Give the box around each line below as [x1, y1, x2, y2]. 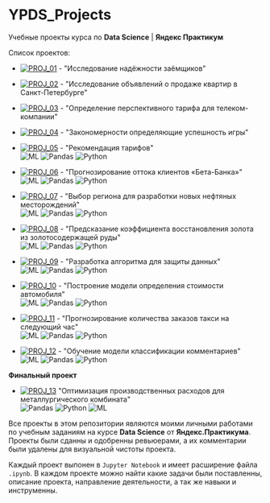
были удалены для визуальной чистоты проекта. [8, 444, 177, 454]
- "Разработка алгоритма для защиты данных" [60, 256, 221, 266]
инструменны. [8, 485, 58, 495]
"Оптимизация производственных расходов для [57, 385, 225, 395]
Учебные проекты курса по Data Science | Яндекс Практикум [8, 32, 224, 42]
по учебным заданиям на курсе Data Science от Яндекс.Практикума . [8, 427, 251, 436]
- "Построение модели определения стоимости [58, 280, 224, 291]
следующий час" [19, 322, 79, 332]
